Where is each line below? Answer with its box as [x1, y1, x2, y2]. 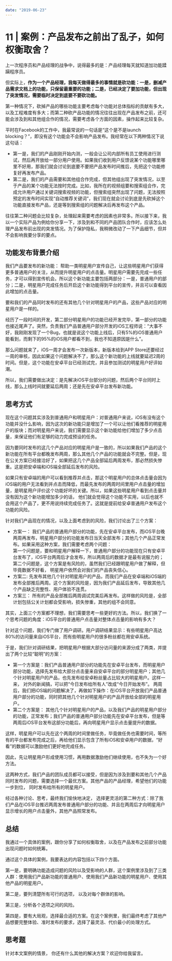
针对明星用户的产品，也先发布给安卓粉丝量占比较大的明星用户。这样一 [17, 675, 165, 681]
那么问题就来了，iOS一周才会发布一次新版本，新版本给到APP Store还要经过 [5, 347, 164, 353]
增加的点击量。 [9, 288, 41, 295]
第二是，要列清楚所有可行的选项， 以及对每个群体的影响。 [5, 891, 128, 897]
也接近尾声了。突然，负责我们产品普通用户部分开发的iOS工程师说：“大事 [5, 323, 159, 329]
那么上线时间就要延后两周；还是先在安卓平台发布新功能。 [14, 383, 136, 390]
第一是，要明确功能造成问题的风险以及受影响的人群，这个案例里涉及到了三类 [5, 867, 167, 873]
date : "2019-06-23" [5, 7, 47, 13]
